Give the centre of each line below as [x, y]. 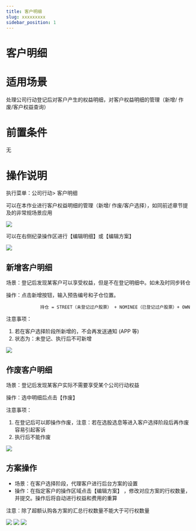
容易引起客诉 [30, 430]
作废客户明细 [29, 370]
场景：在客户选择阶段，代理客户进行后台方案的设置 [76, 483]
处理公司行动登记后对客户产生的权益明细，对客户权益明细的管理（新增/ [92, 100]
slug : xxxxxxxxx [26, 17]
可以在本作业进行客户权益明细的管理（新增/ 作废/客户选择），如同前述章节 [94, 205]
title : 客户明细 [24, 11]
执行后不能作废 [32, 437]
